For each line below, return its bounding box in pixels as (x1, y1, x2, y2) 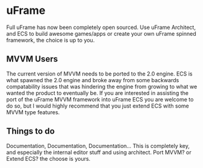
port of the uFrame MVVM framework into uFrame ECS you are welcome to (6, 95, 194, 103)
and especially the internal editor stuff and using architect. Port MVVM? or (6, 149, 192, 156)
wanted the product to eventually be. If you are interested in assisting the (6, 89, 189, 97)
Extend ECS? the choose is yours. (6, 155, 91, 162)
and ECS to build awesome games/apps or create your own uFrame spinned (6, 30, 197, 37)
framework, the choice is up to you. (6, 36, 95, 44)
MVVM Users (6, 54, 58, 64)
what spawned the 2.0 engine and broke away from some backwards (6, 76, 179, 83)
